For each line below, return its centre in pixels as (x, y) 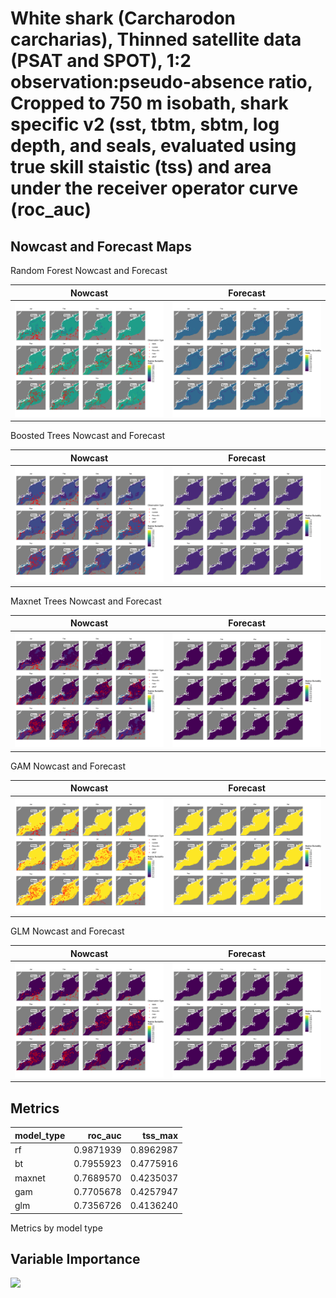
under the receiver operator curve (154, 188)
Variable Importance (75, 1258)
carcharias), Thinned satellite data (156, 39)
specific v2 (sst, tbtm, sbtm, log (145, 124)
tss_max (160, 1135)
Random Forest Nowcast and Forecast (89, 270)
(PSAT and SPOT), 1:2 (101, 61)
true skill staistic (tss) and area (141, 167)
